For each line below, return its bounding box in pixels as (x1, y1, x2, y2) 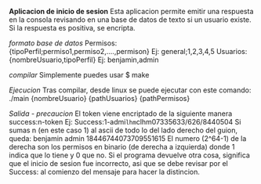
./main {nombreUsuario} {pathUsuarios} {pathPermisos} (9, 94, 190, 103)
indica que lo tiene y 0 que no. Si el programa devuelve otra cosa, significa (9, 150, 250, 160)
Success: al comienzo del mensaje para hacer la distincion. (9, 168, 201, 176)
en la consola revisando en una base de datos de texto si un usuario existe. (9, 15, 252, 24)
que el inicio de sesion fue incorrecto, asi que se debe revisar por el (9, 159, 228, 168)
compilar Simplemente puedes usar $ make (9, 70, 150, 79)
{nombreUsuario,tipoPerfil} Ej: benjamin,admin (9, 55, 159, 64)
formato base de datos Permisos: (9, 38, 118, 48)
